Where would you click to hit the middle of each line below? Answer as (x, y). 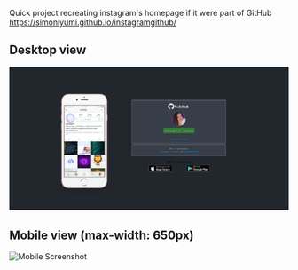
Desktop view (48, 50)
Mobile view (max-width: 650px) (102, 235)
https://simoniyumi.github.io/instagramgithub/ (93, 22)
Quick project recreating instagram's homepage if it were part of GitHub (141, 13)
